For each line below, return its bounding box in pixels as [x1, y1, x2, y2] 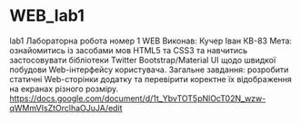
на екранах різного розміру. [9, 83, 119, 94]
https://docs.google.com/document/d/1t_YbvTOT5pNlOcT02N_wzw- [9, 92, 266, 104]
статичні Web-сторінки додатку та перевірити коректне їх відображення [9, 73, 293, 84]
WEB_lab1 [9, 5, 85, 26]
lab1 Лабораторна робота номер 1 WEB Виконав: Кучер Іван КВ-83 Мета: [9, 35, 293, 46]
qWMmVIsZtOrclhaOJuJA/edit [9, 102, 123, 113]
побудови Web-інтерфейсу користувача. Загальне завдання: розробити [9, 64, 289, 75]
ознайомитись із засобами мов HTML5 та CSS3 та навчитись [9, 44, 248, 55]
